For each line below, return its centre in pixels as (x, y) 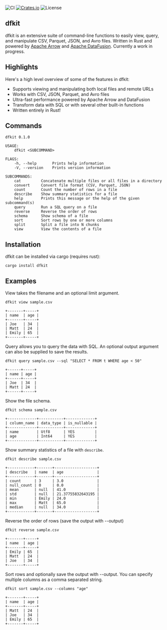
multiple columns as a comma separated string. (54, 579)
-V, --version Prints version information (62, 168)
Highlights (22, 67)
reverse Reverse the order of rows (56, 212)
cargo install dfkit (27, 266)
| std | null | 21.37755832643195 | (52, 494)
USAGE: (12, 146)
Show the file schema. (28, 401)
